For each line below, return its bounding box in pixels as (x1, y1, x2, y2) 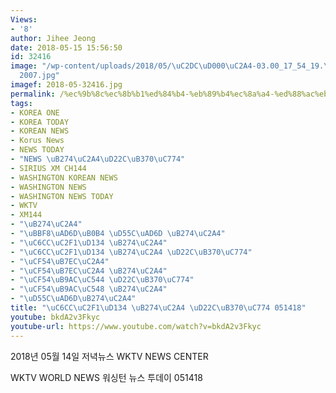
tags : (10, 98, 33, 108)
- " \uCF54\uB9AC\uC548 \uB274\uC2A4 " (10, 284, 168, 295)
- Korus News (10, 136, 65, 146)
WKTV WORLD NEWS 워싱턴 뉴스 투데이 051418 (10, 371, 203, 383)
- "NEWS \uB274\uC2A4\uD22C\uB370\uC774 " (10, 154, 186, 164)
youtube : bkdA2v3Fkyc (10, 312, 101, 322)
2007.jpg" (19, 71, 60, 81)
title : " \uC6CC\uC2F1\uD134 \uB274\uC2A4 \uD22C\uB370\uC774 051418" (10, 303, 307, 313)
